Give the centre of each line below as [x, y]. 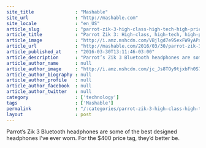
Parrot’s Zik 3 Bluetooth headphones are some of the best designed [92, 131]
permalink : [42, 109]
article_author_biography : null [49, 75]
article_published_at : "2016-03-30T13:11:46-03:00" [81, 52]
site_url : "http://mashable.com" [72, 18]
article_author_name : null [49, 63]
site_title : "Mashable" [57, 12]
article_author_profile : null [49, 80]
